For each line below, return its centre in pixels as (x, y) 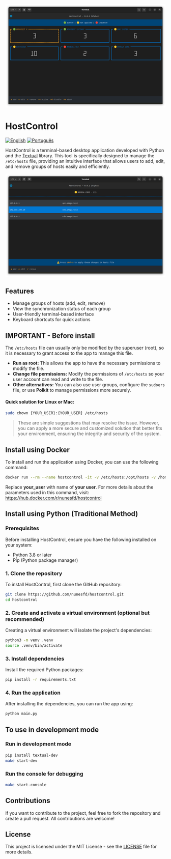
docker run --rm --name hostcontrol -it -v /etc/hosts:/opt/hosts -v (81, 477)
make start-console (26, 785)
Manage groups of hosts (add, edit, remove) (59, 303)
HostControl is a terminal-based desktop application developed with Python (85, 150)
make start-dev (21, 761)
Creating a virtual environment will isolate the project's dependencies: (79, 631)
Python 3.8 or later (32, 555)
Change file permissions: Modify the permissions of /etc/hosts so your (88, 374)
